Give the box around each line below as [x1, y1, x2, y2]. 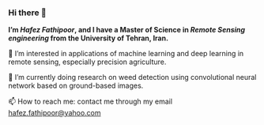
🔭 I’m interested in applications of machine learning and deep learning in [8, 49, 244, 59]
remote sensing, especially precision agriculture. [8, 57, 167, 66]
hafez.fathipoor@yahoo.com [8, 108, 101, 118]
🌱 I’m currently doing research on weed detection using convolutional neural [8, 73, 257, 82]
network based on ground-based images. [8, 81, 144, 90]
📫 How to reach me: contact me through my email [8, 97, 172, 106]
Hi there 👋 [8, 7, 47, 18]
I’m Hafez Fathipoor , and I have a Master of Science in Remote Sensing [8, 25, 246, 35]
